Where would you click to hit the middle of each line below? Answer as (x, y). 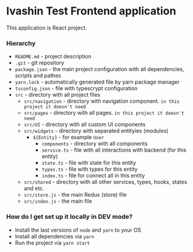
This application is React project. (46, 28)
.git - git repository (40, 63)
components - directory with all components (95, 144)
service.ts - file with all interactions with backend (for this (114, 150)
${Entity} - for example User (68, 137)
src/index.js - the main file (58, 201)
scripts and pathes (38, 76)
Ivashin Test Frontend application (91, 11)
